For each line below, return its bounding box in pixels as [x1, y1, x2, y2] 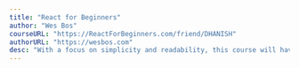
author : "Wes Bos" [9, 21, 77, 30]
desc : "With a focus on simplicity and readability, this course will [9, 46, 277, 55]
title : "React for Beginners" [9, 12, 122, 22]
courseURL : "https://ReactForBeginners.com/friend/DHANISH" [9, 29, 238, 38]
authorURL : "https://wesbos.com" [9, 37, 133, 47]
